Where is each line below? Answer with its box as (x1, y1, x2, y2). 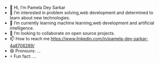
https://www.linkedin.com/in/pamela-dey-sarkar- (50, 36, 148, 41)
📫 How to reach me (9, 36, 50, 41)
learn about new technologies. (9, 15, 71, 20)
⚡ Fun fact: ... (9, 53, 36, 59)
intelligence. (9, 25, 34, 31)
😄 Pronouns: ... (9, 48, 41, 53)
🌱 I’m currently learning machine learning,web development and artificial (9, 20, 155, 26)
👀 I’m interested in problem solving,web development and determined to (9, 10, 154, 16)
